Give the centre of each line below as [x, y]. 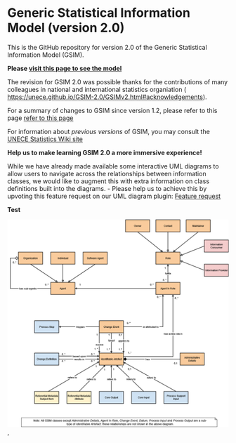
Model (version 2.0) [66, 28]
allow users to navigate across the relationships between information [107, 173]
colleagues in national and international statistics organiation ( [97, 89]
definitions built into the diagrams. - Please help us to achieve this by [107, 188]
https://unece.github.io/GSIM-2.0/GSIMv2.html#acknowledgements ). [107, 97]
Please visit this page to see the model [65, 68]
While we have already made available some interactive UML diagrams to [113, 166]
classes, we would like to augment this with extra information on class [108, 181]
